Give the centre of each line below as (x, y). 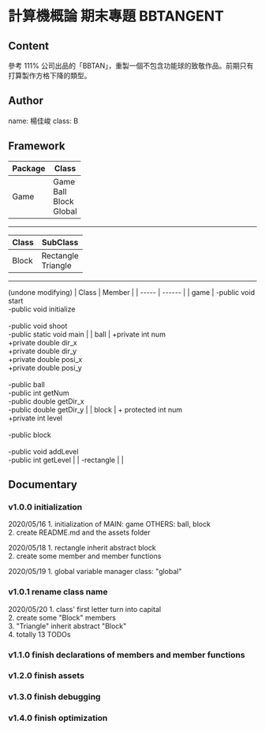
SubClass (60, 242)
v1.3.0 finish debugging (54, 697)
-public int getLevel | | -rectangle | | (66, 460)
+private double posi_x (45, 359)
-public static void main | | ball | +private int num (87, 334)
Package (29, 168)
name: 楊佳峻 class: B (43, 121)
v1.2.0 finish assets (47, 676)
